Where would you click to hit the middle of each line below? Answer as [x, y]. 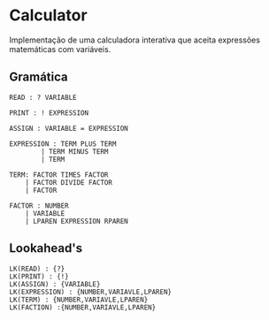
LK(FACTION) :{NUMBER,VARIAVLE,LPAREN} [83, 307]
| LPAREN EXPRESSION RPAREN [77, 221]
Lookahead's [46, 248]
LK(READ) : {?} [37, 269]
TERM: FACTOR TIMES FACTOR [59, 175]
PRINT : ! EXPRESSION [49, 113]
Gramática [38, 77]
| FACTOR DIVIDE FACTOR [69, 182]
